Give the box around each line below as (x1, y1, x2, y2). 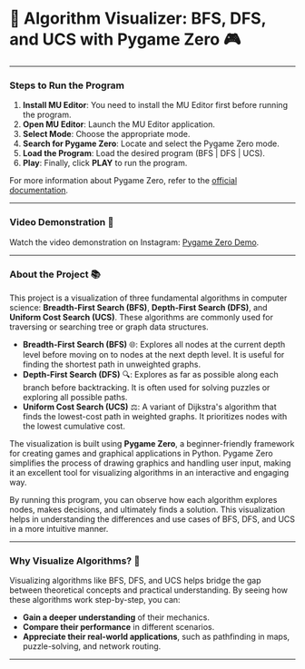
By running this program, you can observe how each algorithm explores (9, 494, 278, 505)
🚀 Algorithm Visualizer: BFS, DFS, (9, 8, 266, 29)
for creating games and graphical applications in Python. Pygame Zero (9, 448, 274, 458)
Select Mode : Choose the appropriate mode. (22, 129, 191, 140)
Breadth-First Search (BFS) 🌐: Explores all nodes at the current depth (22, 339, 286, 349)
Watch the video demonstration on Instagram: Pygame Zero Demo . (9, 236, 260, 248)
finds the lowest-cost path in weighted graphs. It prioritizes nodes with (22, 410, 288, 421)
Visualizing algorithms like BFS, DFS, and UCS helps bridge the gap (9, 576, 261, 586)
